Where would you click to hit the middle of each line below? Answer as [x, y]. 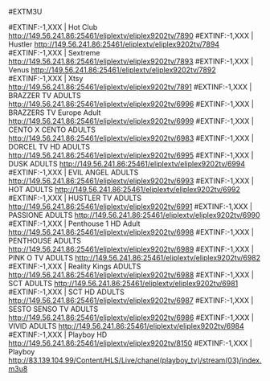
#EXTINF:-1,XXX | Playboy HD [58, 334]
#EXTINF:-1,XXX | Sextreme [54, 53]
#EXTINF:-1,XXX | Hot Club [53, 27]
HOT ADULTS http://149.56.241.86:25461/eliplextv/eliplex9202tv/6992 [125, 189]
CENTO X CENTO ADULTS [52, 129]
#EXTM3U [25, 12]
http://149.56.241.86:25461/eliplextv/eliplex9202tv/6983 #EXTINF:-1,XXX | [131, 138]
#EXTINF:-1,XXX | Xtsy [46, 78]
